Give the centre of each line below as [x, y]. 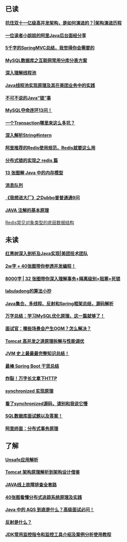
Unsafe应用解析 [22, 459]
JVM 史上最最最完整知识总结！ [37, 354]
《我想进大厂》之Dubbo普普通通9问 [43, 198]
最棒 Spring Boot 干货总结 [32, 366]
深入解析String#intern [28, 135]
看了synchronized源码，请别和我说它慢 [47, 403]
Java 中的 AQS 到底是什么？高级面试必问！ [50, 510]
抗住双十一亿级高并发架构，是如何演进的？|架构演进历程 [63, 23]
